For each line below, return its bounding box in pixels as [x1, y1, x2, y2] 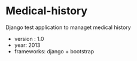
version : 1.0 [14, 35, 44, 42]
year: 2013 [14, 41, 41, 49]
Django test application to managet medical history [5, 24, 131, 31]
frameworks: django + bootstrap [14, 47, 95, 54]
